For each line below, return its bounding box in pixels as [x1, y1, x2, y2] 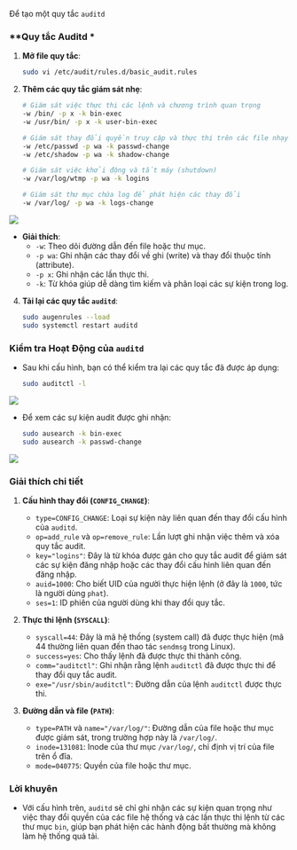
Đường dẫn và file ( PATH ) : [21, 705, 115, 716]
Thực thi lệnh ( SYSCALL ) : [21, 614, 111, 625]
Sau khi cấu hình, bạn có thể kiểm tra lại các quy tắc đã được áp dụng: [21, 362, 279, 373]
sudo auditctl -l [21, 379, 87, 388]
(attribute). [35, 259, 74, 270]
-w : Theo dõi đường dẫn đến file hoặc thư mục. [35, 240, 207, 251]
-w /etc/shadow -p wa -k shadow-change [21, 150, 170, 159]
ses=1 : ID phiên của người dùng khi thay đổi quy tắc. [35, 597, 226, 608]
